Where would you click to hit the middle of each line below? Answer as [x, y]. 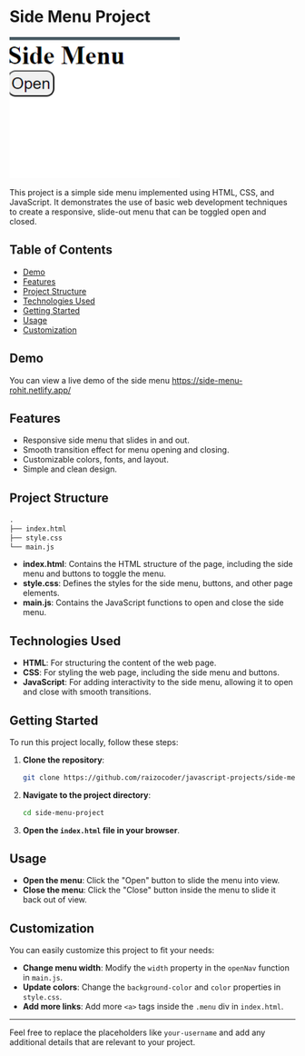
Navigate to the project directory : [87, 795]
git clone [41, 777]
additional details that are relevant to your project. [103, 1042]
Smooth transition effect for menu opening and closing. [126, 450]
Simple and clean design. [70, 469]
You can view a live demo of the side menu [90, 380]
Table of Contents [61, 250]
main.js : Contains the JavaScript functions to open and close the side [153, 603]
